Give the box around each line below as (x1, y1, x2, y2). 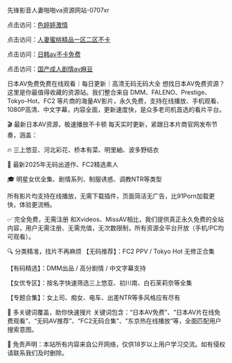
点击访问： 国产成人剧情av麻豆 (7, 65, 93, 73)
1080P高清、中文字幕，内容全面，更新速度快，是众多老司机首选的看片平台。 (7, 106, 225, 113)
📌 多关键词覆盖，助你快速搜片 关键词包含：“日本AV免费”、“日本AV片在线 (7, 308, 215, 316)
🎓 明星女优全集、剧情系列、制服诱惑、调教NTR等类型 (7, 175, 163, 183)
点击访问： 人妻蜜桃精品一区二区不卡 (7, 35, 111, 44)
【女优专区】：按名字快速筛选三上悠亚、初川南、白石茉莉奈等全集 (7, 279, 193, 287)
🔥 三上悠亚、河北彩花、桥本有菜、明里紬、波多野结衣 (7, 146, 159, 153)
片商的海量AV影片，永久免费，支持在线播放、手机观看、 (62, 97, 223, 105)
